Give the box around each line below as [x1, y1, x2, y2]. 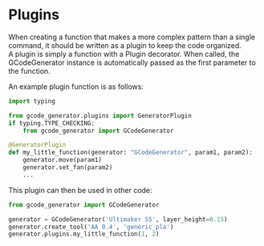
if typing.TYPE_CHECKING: [8, 119, 95, 127]
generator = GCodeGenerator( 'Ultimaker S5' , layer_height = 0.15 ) [8, 215, 228, 224]
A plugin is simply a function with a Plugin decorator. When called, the [8, 49, 240, 58]
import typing [8, 97, 56, 105]
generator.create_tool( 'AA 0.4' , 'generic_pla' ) [8, 223, 174, 231]
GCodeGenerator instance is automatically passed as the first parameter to [8, 58, 257, 67]
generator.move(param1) [22, 156, 103, 164]
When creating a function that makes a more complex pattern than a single [8, 32, 255, 42]
